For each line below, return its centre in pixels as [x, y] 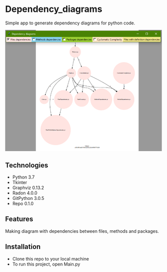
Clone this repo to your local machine [51, 259]
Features [19, 219]
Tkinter [20, 182]
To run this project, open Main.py [46, 264]
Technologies [27, 165]
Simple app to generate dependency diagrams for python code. [70, 23]
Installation [23, 247]
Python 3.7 [23, 177]
